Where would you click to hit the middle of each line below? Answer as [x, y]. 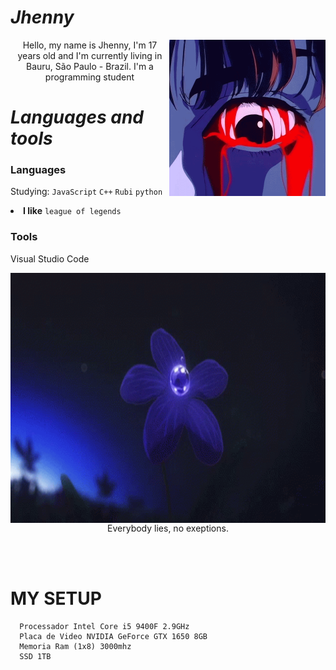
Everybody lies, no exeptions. [168, 528]
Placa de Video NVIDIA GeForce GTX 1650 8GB [113, 636]
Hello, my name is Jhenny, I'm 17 [90, 45]
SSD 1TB [35, 656]
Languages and [77, 117]
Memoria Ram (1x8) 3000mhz [75, 646]
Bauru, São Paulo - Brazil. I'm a [90, 66]
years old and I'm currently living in [90, 55]
